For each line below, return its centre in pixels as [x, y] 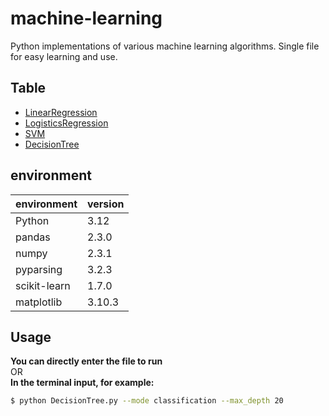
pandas [33, 237]
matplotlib [39, 302]
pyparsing [39, 269]
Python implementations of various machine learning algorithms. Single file [165, 46]
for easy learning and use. [64, 56]
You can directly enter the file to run [86, 361]
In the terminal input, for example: [82, 383]
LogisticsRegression [66, 123]
